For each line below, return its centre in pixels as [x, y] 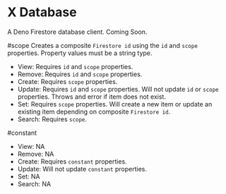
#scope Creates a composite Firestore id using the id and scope [102, 45]
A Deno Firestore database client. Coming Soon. [77, 32]
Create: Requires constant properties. [72, 161]
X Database [42, 12]
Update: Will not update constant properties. [82, 169]
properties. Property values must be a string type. [80, 53]
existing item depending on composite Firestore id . [94, 111]
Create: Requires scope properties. [67, 81]
